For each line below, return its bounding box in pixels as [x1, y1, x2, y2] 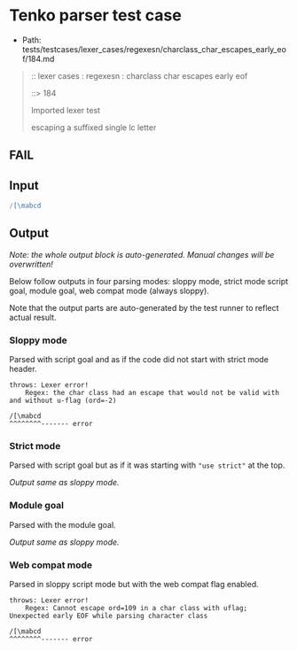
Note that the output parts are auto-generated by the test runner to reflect [9, 302, 279, 313]
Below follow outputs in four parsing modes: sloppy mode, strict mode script [9, 275, 289, 286]
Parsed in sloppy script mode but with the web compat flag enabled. [9, 579, 259, 590]
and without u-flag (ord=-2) [9, 396, 117, 406]
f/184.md [21, 53, 55, 64]
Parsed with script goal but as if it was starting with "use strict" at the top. [9, 460, 285, 470]
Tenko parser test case [9, 5, 182, 26]
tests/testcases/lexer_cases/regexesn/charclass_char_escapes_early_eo [21, 43, 286, 54]
